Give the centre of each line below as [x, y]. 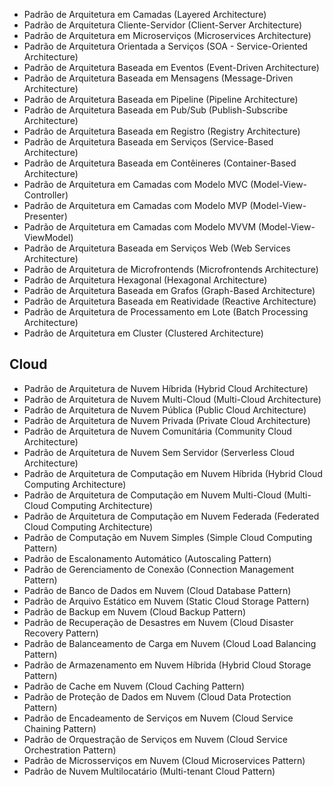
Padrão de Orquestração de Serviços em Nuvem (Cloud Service [155, 739]
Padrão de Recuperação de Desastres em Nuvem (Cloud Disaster [158, 622]
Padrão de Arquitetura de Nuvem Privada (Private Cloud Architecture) [167, 420]
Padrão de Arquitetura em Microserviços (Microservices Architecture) [167, 35]
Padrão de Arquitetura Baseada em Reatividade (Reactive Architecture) [170, 301]
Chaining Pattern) [60, 728]
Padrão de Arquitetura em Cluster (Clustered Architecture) [143, 333]
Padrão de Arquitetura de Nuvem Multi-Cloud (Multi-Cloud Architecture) [172, 399]
